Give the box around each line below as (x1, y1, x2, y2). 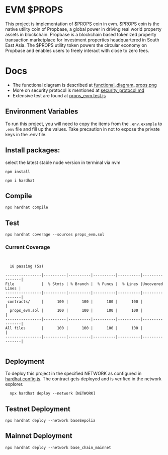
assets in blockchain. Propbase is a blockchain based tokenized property (5, 31, 157, 37)
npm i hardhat (5, 178, 35, 183)
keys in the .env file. (5, 131, 47, 137)
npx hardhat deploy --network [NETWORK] (10, 391, 96, 396)
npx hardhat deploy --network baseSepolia (5, 418, 96, 423)
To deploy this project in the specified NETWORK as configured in (5, 370, 142, 377)
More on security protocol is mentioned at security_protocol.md (12, 87, 145, 93)
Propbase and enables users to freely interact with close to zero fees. (5, 47, 149, 53)
